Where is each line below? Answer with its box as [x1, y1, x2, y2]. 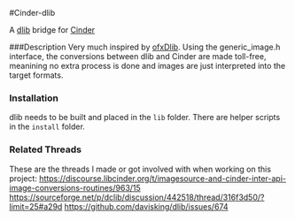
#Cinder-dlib [9, 8, 56, 18]
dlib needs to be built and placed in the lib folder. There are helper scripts [9, 112, 281, 123]
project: [9, 172, 38, 184]
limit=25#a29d [9, 201, 63, 211]
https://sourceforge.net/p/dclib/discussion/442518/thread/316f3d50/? [9, 192, 265, 202]
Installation [9, 92, 59, 104]
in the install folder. [9, 121, 86, 132]
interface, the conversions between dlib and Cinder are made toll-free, [9, 51, 267, 61]
